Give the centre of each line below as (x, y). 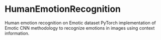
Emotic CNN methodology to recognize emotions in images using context (80, 28)
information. (17, 33)
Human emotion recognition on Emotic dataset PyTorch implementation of (80, 23)
